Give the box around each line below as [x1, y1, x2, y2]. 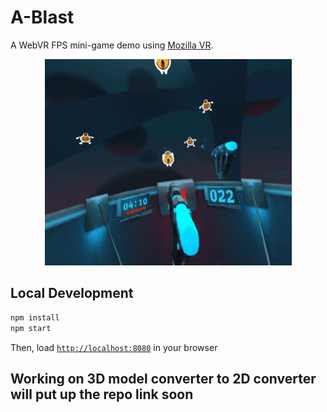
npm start [10, 323, 52, 333]
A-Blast [10, 6, 75, 29]
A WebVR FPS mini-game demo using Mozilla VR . [10, 39, 214, 51]
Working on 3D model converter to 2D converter [10, 370, 317, 387]
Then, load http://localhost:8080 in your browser [10, 341, 218, 353]
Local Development [10, 285, 134, 302]
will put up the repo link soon [10, 386, 194, 403]
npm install [10, 312, 60, 323]
